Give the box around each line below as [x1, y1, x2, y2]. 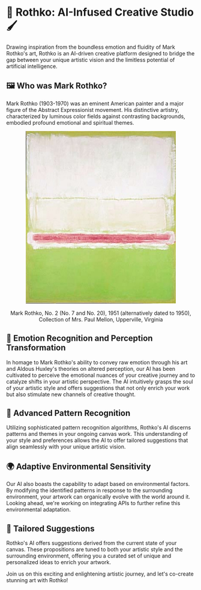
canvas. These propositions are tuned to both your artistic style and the [6, 546, 183, 553]
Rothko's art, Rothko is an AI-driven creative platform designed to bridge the [6, 49, 195, 57]
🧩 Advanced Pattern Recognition [6, 408, 131, 418]
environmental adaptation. [6, 506, 71, 514]
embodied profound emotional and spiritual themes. [6, 119, 134, 126]
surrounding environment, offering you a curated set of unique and [6, 552, 172, 559]
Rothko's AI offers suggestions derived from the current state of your [6, 539, 177, 547]
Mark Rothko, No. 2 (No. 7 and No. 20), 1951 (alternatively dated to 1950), [10, 309, 191, 317]
